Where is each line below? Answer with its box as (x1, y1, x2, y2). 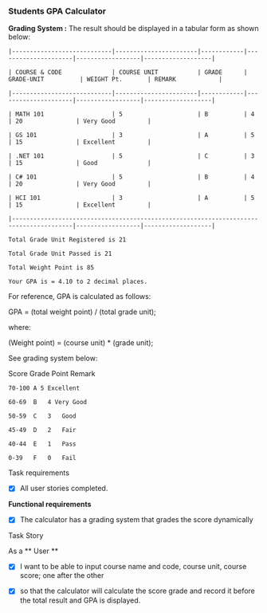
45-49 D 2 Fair (8, 426, 77, 434)
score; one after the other (19, 571, 104, 580)
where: (8, 323, 32, 332)
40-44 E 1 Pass (8, 440, 77, 448)
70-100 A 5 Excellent (8, 384, 80, 392)
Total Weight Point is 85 (8, 264, 94, 272)
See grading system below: (8, 353, 98, 363)
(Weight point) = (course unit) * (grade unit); (8, 338, 154, 348)
